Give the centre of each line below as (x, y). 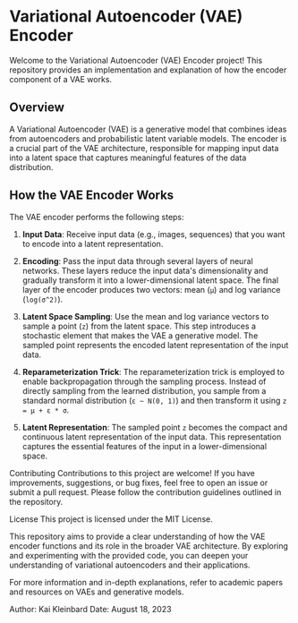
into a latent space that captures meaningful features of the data (128, 158)
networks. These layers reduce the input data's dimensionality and (145, 270)
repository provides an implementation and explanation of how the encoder (148, 70)
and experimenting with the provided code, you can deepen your (129, 555)
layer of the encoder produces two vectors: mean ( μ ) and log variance (151, 289)
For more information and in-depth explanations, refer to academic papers (146, 582)
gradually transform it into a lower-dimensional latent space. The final (150, 280)
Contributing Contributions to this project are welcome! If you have (132, 473)
